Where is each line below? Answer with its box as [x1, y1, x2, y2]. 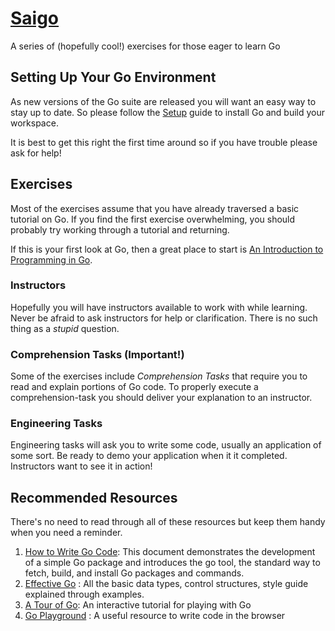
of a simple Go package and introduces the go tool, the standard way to [24, 557, 321, 569]
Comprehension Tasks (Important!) [10, 347, 185, 361]
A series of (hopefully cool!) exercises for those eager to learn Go [10, 40, 281, 52]
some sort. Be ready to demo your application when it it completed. [10, 450, 288, 462]
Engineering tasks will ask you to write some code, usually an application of [10, 439, 322, 451]
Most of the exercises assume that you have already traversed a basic [10, 202, 300, 214]
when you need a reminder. [10, 527, 123, 539]
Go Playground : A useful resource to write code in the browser [24, 610, 286, 622]
